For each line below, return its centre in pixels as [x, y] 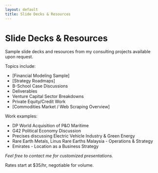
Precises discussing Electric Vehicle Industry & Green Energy [73, 136]
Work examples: [21, 116]
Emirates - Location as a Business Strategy [55, 146]
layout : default [21, 10]
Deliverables [25, 91]
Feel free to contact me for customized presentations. [59, 156]
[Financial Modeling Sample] [41, 76]
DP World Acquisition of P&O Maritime [50, 126]
